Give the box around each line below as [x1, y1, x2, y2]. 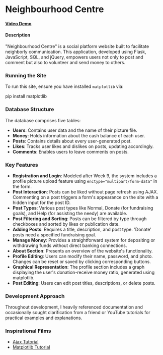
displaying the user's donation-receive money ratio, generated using [12, 269, 155, 275]
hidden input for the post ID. [12, 199, 71, 206]
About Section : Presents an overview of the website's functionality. [12, 247, 153, 253]
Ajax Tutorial [12, 339, 39, 345]
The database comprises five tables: [5, 117, 81, 123]
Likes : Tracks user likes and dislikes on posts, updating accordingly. [12, 143, 154, 149]
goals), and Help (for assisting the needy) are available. [12, 210, 127, 216]
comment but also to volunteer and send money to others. [5, 59, 126, 65]
